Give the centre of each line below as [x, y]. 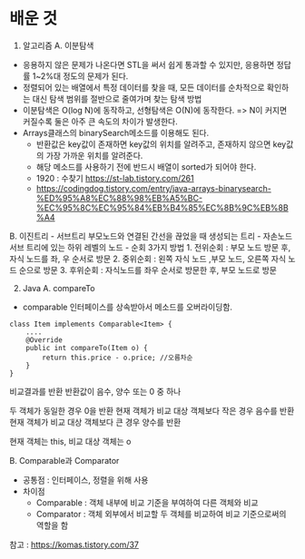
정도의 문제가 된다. [96, 76]
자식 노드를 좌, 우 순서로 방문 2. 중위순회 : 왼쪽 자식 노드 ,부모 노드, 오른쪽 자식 [148, 259]
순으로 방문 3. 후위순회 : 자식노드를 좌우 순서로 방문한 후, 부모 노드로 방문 [148, 270]
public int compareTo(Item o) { [87, 348]
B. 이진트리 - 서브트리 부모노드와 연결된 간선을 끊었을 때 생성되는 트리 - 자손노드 [151, 236]
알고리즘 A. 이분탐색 [58, 45]
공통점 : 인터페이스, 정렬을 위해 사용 [85, 480]
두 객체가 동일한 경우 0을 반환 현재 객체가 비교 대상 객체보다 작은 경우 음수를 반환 [152, 410]
